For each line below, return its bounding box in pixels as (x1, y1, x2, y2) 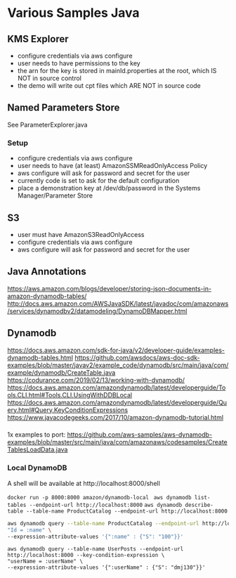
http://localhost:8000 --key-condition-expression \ (7, 552, 165, 559)
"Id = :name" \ (7, 526, 52, 534)
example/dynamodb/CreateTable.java (7, 368, 116, 377)
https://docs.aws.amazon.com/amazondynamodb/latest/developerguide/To (7, 383, 226, 392)
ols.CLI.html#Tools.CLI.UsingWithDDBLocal (7, 390, 132, 399)
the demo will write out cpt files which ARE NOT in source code (17, 82, 202, 89)
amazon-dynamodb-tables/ (7, 292, 87, 300)
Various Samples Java (7, 5, 140, 21)
